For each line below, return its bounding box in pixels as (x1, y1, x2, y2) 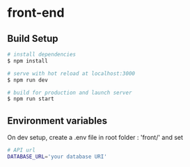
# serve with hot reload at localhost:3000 (7, 70, 136, 77)
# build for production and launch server (7, 89, 132, 96)
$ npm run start (7, 95, 54, 102)
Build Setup (7, 33, 58, 45)
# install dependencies (7, 51, 77, 58)
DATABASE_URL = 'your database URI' (7, 153, 108, 160)
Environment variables (7, 115, 108, 127)
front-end (7, 5, 65, 21)
